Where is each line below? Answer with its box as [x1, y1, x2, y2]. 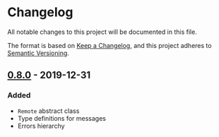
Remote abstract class [17, 107, 80, 115]
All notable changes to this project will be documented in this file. [7, 28, 198, 36]
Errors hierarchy [17, 121, 65, 130]
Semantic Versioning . [7, 49, 69, 57]
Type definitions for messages [17, 114, 107, 122]
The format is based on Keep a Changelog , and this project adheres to [7, 41, 212, 49]
